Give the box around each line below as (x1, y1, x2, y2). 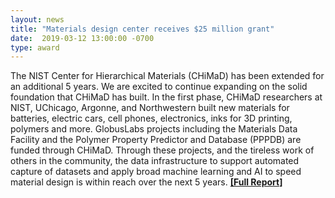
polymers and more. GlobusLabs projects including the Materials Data (10, 123, 298, 135)
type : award (10, 42, 60, 53)
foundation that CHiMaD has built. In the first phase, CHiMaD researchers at (10, 91, 323, 103)
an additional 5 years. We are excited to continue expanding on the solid (10, 81, 308, 93)
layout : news (10, 14, 65, 25)
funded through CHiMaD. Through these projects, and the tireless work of (10, 144, 315, 156)
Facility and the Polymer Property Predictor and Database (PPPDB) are (10, 134, 302, 146)
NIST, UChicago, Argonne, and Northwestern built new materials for (10, 102, 290, 114)
